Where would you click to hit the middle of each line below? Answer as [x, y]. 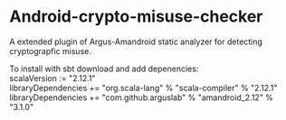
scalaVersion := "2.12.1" [53, 78]
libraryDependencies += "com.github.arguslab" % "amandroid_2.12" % [142, 97]
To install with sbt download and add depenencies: [104, 69]
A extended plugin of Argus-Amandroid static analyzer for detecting [136, 42]
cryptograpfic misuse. [51, 51]
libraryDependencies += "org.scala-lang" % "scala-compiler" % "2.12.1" [143, 88]
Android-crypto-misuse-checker [136, 17]
